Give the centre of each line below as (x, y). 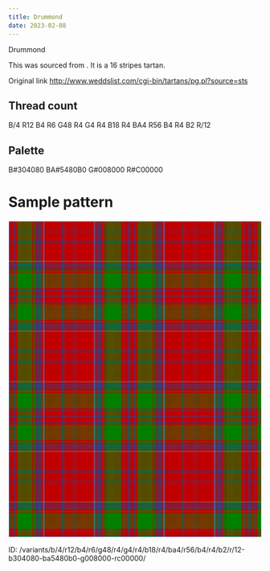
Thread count (43, 106)
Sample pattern (61, 202)
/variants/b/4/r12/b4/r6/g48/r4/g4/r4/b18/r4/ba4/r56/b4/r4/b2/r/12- (132, 550)
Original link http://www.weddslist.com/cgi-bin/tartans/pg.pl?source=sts (128, 80)
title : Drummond (35, 17)
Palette (27, 150)
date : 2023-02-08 (37, 25)
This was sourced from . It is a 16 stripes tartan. (87, 65)
